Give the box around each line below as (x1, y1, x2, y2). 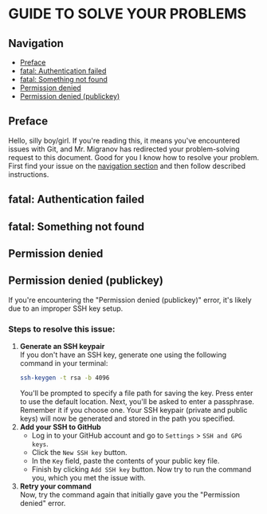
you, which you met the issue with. (31, 473, 146, 482)
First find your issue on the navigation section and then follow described (8, 161, 245, 171)
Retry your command (19, 481, 92, 491)
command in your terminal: (19, 359, 108, 368)
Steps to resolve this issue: (8, 324, 116, 335)
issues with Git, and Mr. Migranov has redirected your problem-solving (8, 144, 241, 154)
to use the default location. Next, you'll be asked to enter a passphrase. (19, 396, 255, 406)
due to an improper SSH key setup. (8, 304, 124, 313)
